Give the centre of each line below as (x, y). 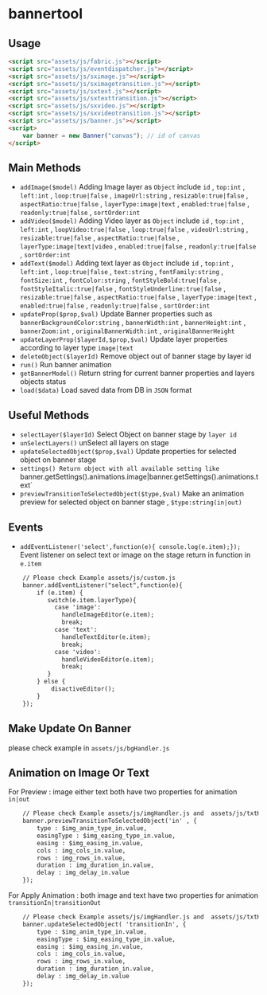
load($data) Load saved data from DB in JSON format (106, 390)
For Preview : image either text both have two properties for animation (123, 792)
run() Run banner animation (66, 365)
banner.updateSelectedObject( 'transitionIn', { (104, 924)
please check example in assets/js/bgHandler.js (89, 748)
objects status (43, 382)
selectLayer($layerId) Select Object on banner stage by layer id (128, 434)
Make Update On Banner (70, 729)
